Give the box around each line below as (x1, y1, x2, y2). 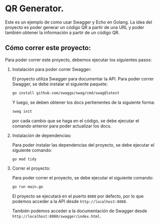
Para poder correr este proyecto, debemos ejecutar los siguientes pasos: (5, 57, 152, 63)
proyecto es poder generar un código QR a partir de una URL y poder (5, 24, 144, 30)
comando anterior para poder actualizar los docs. (12, 123, 112, 129)
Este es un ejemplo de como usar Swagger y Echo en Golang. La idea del (5, 19, 152, 25)
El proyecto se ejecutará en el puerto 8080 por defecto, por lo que (12, 193, 144, 199)
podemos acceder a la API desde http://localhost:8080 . (12, 199, 127, 204)
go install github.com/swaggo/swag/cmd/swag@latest (12, 90, 120, 96)
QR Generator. (5, 3, 64, 14)
